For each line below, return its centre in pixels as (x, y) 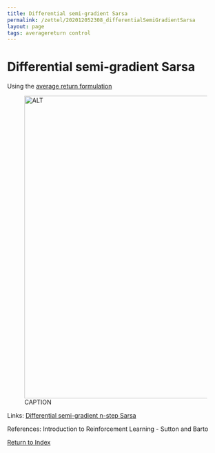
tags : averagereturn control (49, 33)
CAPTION (38, 403)
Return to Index (29, 443)
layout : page (26, 26)
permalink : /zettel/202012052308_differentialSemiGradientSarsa (101, 20)
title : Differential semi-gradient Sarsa (68, 13)
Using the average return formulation (60, 86)
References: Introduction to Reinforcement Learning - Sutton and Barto (108, 429)
